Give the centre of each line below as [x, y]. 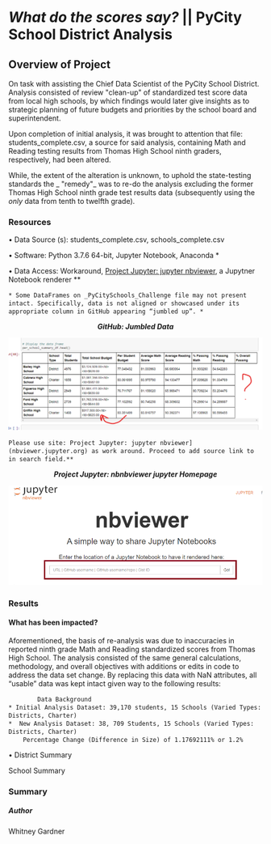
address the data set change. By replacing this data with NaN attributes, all [133, 675]
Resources [30, 222]
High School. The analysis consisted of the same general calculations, [125, 657]
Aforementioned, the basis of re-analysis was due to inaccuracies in [122, 640]
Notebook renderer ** [45, 280]
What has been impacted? [53, 622]
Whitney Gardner [37, 831]
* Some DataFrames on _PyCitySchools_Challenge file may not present [128, 295]
